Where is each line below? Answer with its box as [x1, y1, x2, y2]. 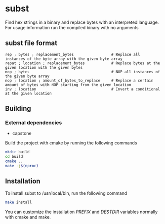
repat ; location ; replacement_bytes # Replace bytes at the [5, 60, 161, 66]
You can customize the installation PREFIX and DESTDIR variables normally [5, 209, 158, 215]
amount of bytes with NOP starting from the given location [5, 82, 132, 87]
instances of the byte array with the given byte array [5, 56, 123, 61]
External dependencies [5, 119, 62, 126]
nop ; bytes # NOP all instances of [5, 69, 161, 74]
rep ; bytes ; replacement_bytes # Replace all [5, 52, 140, 57]
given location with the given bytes [5, 65, 83, 70]
